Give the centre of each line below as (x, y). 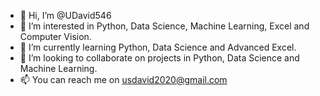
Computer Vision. (55, 36)
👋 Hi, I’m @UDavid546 (65, 15)
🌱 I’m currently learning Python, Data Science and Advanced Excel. (158, 47)
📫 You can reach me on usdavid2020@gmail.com (123, 79)
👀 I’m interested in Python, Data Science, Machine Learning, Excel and (164, 26)
